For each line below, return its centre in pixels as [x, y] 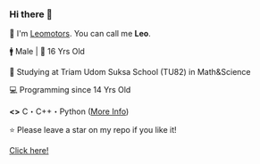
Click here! [29, 151]
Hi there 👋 [31, 14]
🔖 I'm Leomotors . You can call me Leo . [80, 34]
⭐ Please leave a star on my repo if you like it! [93, 130]
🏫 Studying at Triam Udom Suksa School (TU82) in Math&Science [130, 72]
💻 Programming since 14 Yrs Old [70, 90]
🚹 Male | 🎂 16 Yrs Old [47, 52]
